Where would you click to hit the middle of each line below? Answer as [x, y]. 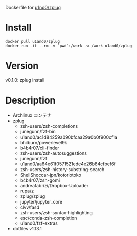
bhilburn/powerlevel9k [43, 142]
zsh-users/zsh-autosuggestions [54, 153]
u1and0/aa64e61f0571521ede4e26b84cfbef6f [68, 164]
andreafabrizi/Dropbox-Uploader [54, 185]
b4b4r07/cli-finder [39, 148]
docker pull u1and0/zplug [32, 41]
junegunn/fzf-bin [38, 131]
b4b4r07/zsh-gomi [40, 180]
